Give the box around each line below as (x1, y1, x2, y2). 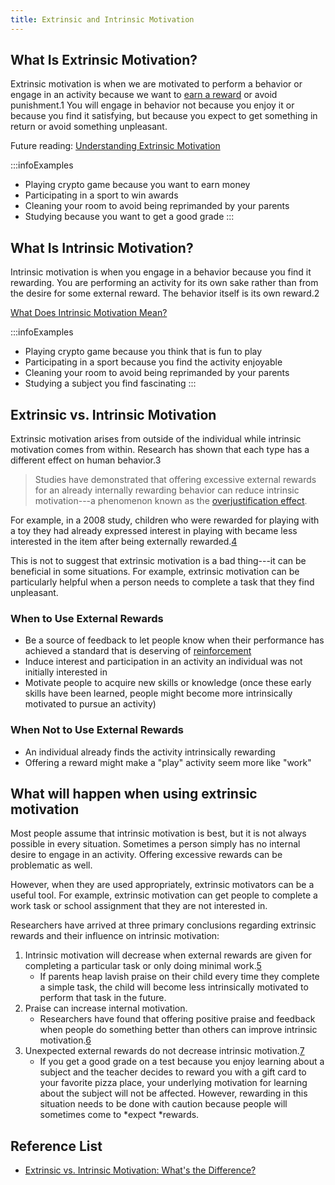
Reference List (10, 1137, 103, 1155)
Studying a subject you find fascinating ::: (24, 377, 197, 390)
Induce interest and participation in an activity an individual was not (24, 656, 303, 668)
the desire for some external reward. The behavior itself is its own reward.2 (10, 287, 320, 300)
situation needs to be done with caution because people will (39, 1098, 288, 1110)
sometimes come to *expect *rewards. (39, 1109, 200, 1121)
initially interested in (24, 666, 108, 678)
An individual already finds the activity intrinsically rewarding (24, 746, 276, 758)
